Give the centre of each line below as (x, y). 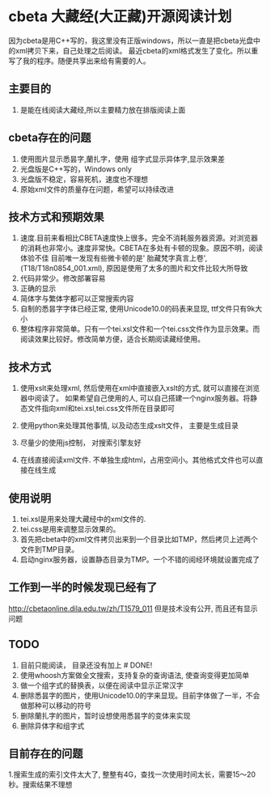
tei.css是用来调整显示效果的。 (70, 529)
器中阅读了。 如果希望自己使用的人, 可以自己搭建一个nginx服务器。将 (135, 398)
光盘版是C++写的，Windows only (76, 169)
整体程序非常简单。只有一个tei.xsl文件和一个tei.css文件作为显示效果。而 (140, 329)
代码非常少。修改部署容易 (63, 278)
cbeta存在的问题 (50, 138)
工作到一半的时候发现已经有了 (83, 587)
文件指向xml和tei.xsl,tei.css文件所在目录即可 (101, 409)
